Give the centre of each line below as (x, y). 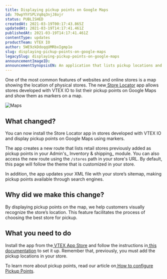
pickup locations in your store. (36, 256)
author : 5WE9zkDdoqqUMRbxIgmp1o (39, 47)
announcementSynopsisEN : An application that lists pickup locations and (84, 65)
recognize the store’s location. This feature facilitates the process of (75, 212)
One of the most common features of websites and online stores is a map (81, 80)
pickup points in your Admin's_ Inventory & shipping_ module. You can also (82, 153)
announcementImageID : (28, 61)
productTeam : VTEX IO (28, 42)
